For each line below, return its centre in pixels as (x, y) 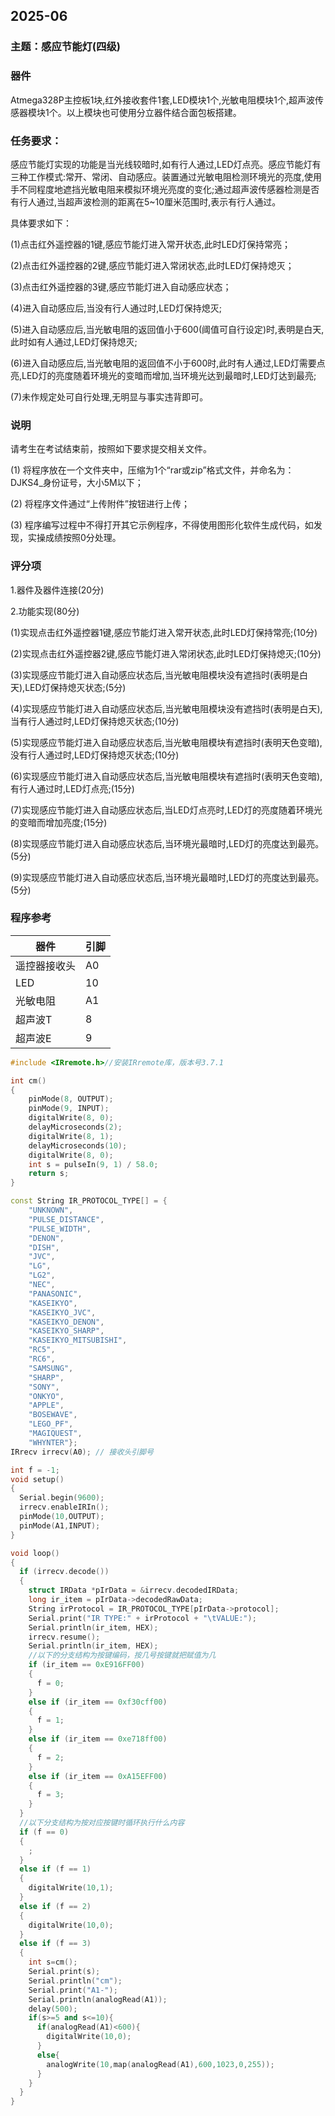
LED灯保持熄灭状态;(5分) (75, 687)
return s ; (49, 1174)
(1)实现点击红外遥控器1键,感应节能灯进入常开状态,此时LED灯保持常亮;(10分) (164, 632)
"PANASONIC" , (55, 1294)
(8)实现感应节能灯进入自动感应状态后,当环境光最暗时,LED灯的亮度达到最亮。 (167, 843)
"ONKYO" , (46, 1396)
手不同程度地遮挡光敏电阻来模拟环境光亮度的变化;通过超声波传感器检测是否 (165, 189)
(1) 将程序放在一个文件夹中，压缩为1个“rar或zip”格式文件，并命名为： (152, 470)
